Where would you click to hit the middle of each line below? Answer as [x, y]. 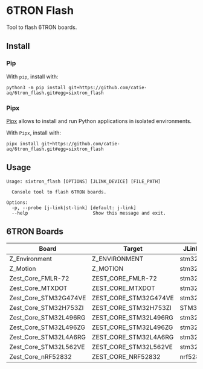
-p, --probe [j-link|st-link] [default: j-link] [74, 208]
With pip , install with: [32, 77]
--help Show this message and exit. [89, 213]
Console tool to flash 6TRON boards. [59, 192]
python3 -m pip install [36, 87]
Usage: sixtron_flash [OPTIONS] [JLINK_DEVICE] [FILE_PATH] [84, 181]
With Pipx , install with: [34, 133]
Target [133, 248]
